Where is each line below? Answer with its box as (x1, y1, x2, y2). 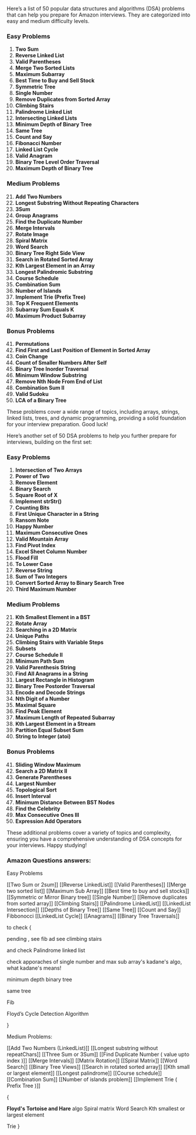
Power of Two (15, 473, 50, 480)
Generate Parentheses (15, 773, 72, 781)
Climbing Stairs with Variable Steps (15, 639, 104, 646)
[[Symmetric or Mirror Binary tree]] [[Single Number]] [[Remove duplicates (6, 894, 188, 901)
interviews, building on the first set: (6, 438, 92, 445)
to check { (6, 924, 32, 931)
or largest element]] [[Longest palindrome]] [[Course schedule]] (6, 1069, 162, 1077)
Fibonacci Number (15, 140, 62, 147)
